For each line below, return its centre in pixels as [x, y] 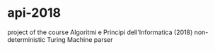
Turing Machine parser [80, 39]
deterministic [27, 39]
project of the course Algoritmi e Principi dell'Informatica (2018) [100, 32]
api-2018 [34, 13]
